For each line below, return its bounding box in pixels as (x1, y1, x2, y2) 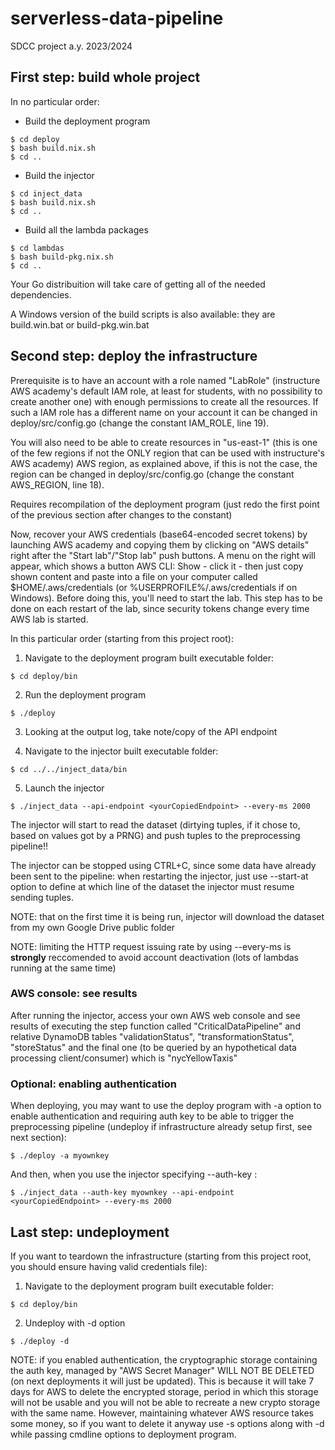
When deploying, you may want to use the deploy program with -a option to (10, 1100, 322, 1112)
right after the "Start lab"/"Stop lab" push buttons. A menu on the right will (10, 549, 316, 561)
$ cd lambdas (10, 243, 65, 253)
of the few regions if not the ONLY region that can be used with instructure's (10, 447, 326, 459)
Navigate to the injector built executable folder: (24, 745, 219, 757)
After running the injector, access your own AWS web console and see (10, 1009, 301, 1021)
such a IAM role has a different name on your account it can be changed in (10, 406, 318, 418)
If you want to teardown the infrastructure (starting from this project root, (10, 1250, 312, 1262)
